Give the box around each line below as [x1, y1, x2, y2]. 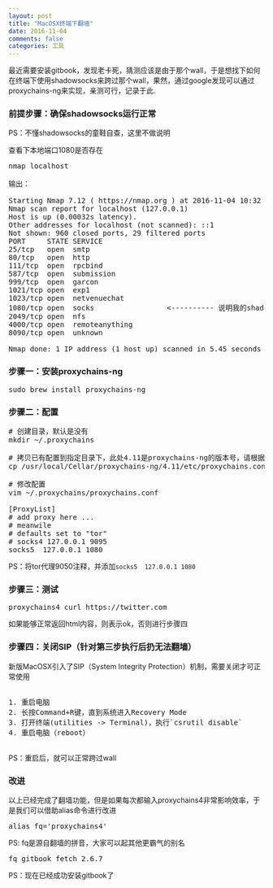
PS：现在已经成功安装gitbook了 [8, 870, 115, 880]
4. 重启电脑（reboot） [8, 728, 90, 737]
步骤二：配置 [8, 406, 59, 417]
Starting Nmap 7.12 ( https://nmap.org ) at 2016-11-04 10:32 [8, 196, 262, 206]
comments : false [8, 34, 63, 43]
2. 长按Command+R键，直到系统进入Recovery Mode [8, 707, 187, 716]
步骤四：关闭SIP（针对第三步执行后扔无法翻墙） [8, 642, 197, 653]
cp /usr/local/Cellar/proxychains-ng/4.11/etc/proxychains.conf [8, 462, 271, 472]
